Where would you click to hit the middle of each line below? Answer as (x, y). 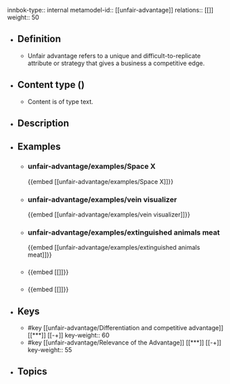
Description (43, 124)
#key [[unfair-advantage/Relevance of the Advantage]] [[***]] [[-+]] (124, 342)
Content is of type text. (60, 101)
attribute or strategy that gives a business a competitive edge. (116, 63)
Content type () (51, 85)
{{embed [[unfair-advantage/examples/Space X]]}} (100, 181)
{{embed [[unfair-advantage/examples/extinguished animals (114, 248)
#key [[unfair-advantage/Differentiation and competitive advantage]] (125, 327)
